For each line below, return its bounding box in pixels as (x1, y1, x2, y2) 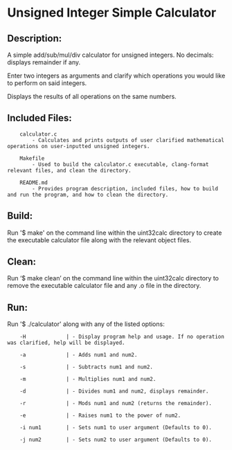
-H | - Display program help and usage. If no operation (19, 334, 225, 341)
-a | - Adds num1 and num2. (19, 352, 138, 359)
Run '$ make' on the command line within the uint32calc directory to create (7, 228, 222, 237)
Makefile (19, 154, 45, 162)
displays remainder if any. (7, 58, 81, 66)
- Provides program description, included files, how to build (32, 185, 218, 192)
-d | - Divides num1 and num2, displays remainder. (19, 388, 209, 395)
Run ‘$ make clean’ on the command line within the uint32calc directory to (7, 274, 220, 282)
